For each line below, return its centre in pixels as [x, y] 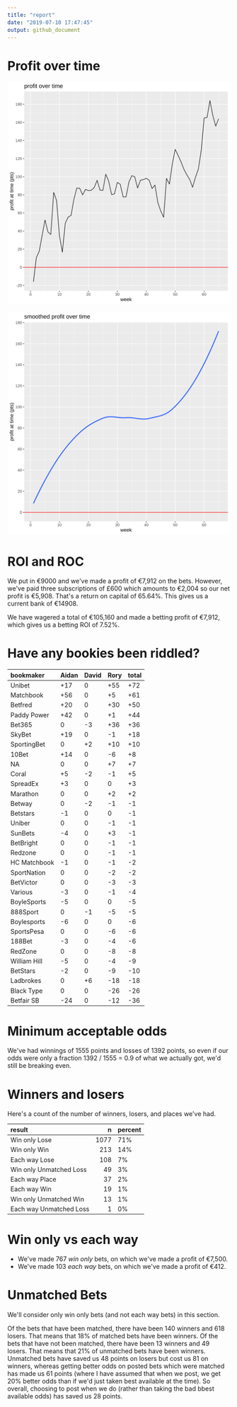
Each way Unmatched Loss [50, 1209]
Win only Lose [31, 1140]
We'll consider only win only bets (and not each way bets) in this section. [114, 1315]
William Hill [26, 961]
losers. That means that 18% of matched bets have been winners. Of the [113, 1336]
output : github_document [44, 30]
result [19, 1129]
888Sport [24, 912]
